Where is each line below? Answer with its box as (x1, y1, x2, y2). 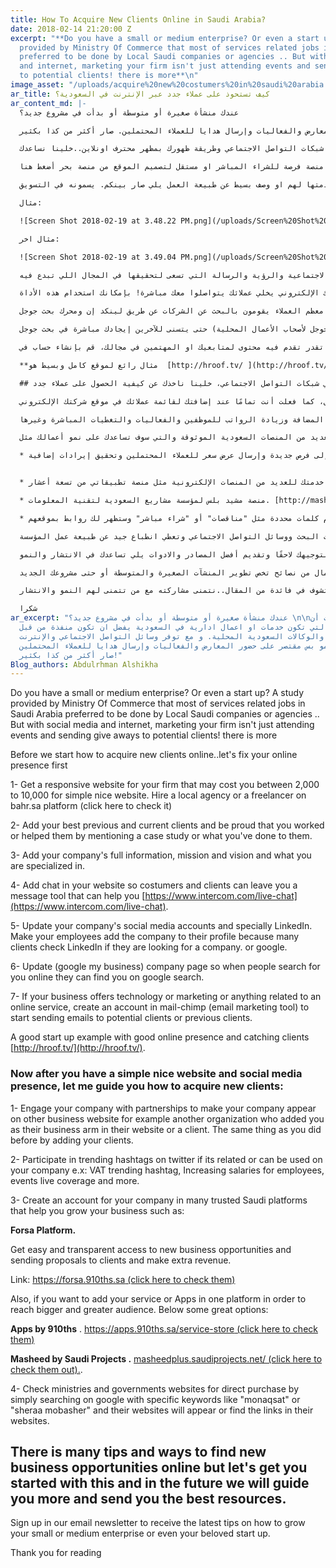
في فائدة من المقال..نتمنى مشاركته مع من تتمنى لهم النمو (59, 586, 307, 596)
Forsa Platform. (10, 1224, 77, 1236)
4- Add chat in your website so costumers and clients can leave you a (10, 879, 298, 891)
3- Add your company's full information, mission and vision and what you (10, 849, 312, 861)
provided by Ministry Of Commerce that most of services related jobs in (10, 697, 306, 710)
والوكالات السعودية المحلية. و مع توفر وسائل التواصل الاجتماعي (59, 631, 325, 641)
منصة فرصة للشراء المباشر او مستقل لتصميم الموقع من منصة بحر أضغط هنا (19, 162, 325, 172)
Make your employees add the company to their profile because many (10, 931, 300, 943)
